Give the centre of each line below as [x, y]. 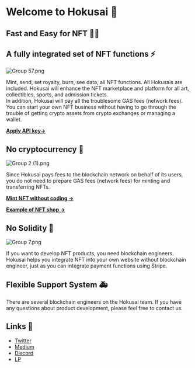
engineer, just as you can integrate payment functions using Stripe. [87, 266]
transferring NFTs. [28, 187]
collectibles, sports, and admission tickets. [57, 95]
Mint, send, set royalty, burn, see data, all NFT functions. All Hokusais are [94, 82]
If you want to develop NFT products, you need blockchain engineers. [90, 254]
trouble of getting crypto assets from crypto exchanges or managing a [90, 113]
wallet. [14, 120]
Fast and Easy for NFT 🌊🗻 [53, 34]
